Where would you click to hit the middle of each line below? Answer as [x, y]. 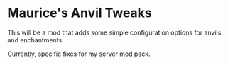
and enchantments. [36, 40]
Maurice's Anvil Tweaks [80, 13]
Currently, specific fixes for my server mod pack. [79, 54]
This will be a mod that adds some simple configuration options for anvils [114, 32]
